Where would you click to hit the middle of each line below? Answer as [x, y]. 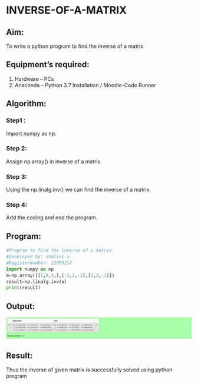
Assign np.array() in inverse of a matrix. [54, 161]
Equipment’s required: [48, 65]
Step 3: [17, 176]
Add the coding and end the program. [52, 218]
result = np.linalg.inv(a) [37, 282]
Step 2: [17, 149]
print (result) [24, 288]
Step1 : [16, 120]
